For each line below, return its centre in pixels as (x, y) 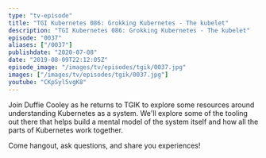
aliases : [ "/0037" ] (40, 45)
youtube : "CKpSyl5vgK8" (48, 82)
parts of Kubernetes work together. (66, 130)
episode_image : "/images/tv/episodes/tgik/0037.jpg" (97, 67)
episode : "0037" (35, 38)
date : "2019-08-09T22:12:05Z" (58, 60)
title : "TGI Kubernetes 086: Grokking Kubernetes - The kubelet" (118, 23)
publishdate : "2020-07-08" (53, 52)
